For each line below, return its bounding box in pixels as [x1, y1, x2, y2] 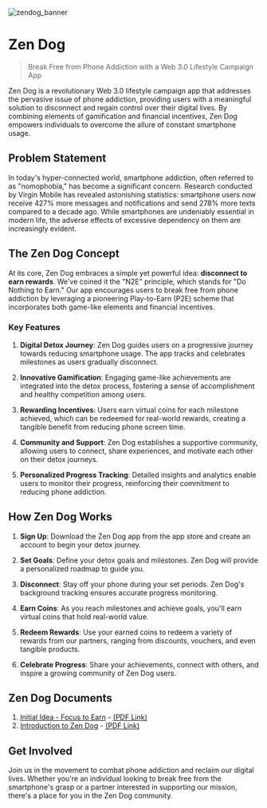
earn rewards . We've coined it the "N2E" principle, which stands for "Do [8, 277, 246, 286]
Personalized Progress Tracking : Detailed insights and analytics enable [19, 470, 257, 480]
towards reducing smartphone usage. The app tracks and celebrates [19, 348, 245, 358]
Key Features [8, 322, 61, 333]
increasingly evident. [8, 224, 77, 233]
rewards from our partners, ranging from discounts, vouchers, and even [19, 635, 257, 645]
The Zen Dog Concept [8, 247, 120, 261]
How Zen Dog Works [8, 510, 113, 523]
